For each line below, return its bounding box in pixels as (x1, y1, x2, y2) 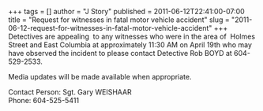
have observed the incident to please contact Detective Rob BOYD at (8, 49, 233, 57)
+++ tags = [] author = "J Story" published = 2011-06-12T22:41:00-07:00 (8, 7, 245, 16)
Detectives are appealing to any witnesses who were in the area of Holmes (8, 31, 255, 41)
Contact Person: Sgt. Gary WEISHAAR (8, 87, 132, 97)
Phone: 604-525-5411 (8, 96, 80, 105)
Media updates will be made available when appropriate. (8, 72, 192, 81)
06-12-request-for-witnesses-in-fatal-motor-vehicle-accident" (8, 24, 212, 32)
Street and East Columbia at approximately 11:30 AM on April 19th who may (8, 40, 253, 50)
